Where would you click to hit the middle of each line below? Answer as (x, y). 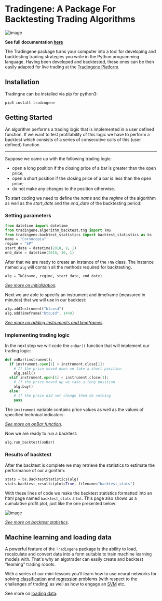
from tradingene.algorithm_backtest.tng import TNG (58, 230)
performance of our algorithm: (35, 470)
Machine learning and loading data (58, 537)
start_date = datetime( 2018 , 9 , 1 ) (41, 248)
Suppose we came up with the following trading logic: (58, 158)
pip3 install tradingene (30, 103)
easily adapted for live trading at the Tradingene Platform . (62, 67)
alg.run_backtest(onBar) (30, 442)
